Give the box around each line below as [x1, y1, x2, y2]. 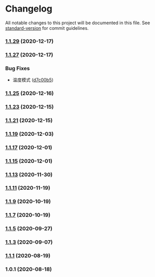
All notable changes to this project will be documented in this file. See [5, 20, 150, 26]
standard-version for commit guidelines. [5, 25, 89, 31]
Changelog [5, 3, 53, 15]
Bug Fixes [5, 65, 30, 72]
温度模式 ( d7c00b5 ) [12, 77, 54, 83]
